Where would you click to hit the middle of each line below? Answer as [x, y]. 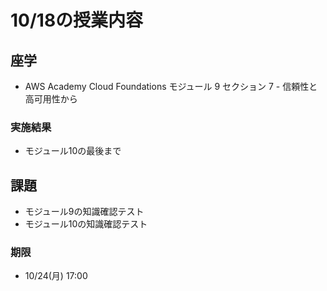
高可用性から [51, 99]
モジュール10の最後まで [73, 151]
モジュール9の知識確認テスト [84, 212]
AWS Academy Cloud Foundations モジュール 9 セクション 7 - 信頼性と [171, 86]
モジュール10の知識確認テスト [86, 224]
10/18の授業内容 [77, 20]
